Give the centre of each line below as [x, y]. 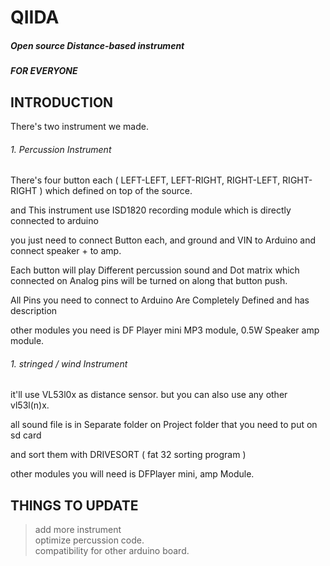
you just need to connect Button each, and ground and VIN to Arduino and [163, 240]
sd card [26, 435]
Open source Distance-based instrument [97, 45]
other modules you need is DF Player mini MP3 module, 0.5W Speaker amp [165, 330]
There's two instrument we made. [79, 126]
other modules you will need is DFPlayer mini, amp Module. [132, 474]
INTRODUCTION [62, 102]
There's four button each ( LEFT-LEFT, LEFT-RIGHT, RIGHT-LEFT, [145, 180]
